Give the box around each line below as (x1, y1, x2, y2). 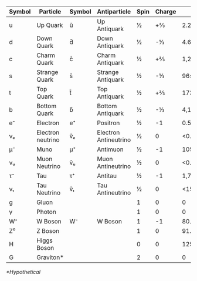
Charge (155, 8, 176, 15)
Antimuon (96, 145, 124, 153)
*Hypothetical (6, 269, 41, 275)
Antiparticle (97, 8, 131, 15)
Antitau (96, 172, 117, 180)
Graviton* (36, 253, 64, 261)
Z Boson (36, 227, 60, 235)
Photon (36, 208, 57, 216)
